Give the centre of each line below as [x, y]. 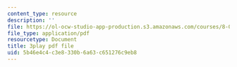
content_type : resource [42, 14]
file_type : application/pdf [49, 33]
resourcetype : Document [42, 40]
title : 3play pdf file [41, 46]
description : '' [31, 20]
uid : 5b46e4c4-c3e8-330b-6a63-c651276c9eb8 [72, 53]
